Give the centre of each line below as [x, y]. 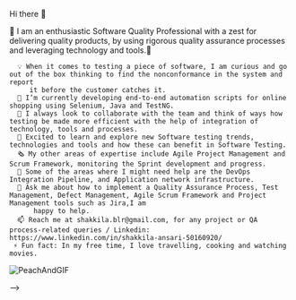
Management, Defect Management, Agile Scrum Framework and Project [138, 195]
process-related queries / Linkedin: [80, 230]
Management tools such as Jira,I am [78, 203]
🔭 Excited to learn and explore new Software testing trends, [136, 137]
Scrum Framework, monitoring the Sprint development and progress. [138, 164]
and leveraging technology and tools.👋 [81, 50]
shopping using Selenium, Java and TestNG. [92, 106]
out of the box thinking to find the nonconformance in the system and [146, 74]
